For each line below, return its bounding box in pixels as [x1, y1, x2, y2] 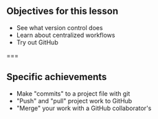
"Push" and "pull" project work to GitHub [16, 96, 133, 105]
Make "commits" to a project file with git [16, 89, 131, 98]
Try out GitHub [16, 38, 59, 47]
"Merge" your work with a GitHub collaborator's [16, 104, 152, 112]
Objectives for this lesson [6, 5, 119, 17]
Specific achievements [6, 71, 107, 83]
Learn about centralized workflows [16, 31, 115, 39]
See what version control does [16, 23, 104, 31]
